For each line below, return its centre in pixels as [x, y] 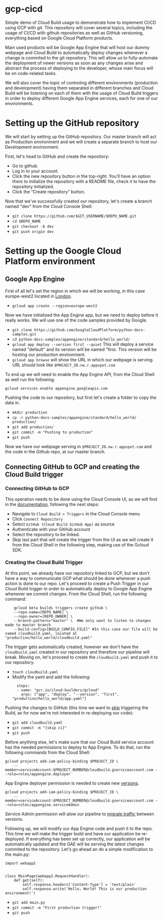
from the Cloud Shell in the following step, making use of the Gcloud [81, 544]
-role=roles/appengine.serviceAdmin [42, 805]
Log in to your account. [35, 171]
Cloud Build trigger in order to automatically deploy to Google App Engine [79, 588]
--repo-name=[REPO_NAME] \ [41, 612]
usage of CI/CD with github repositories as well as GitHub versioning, [74, 33]
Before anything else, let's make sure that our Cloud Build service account [80, 742]
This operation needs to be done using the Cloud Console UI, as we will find [81, 499]
